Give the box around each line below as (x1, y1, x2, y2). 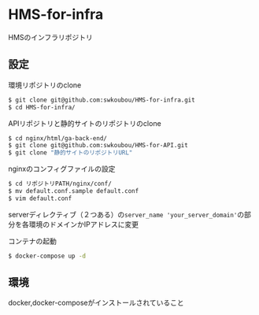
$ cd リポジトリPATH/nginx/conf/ (8, 180, 112, 188)
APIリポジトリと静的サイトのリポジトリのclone (8, 118, 161, 128)
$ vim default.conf (8, 195, 72, 202)
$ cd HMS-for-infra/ (8, 103, 76, 111)
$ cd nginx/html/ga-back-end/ (8, 134, 108, 143)
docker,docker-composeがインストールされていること (8, 298, 185, 308)
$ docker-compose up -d (8, 252, 87, 260)
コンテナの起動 (8, 236, 57, 246)
